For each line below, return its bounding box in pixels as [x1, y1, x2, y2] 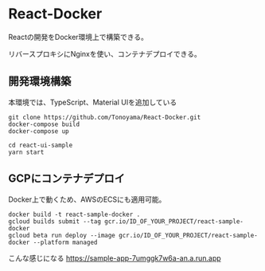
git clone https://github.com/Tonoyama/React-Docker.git [8, 113, 201, 121]
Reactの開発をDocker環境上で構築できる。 [8, 32, 149, 41]
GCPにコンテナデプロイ [8, 172, 125, 186]
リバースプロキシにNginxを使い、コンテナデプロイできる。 [8, 49, 201, 58]
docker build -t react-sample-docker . [8, 210, 141, 218]
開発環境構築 [8, 75, 72, 88]
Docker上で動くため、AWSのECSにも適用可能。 [8, 194, 166, 204]
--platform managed [33, 238, 98, 246]
